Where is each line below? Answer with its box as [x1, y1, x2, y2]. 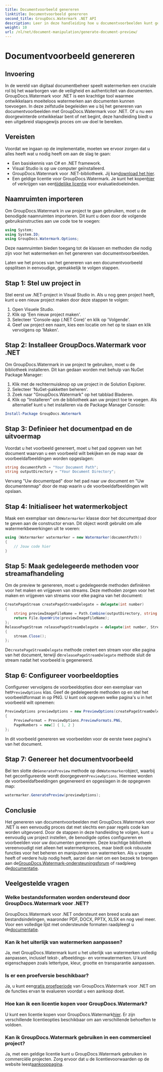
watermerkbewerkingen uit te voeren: [5, 526, 81, 532]
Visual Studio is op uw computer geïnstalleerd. [12, 165, 105, 171]
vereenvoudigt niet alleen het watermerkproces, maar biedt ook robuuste [5, 845, 151, 850]
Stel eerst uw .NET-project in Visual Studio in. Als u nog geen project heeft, [5, 292, 155, 298]
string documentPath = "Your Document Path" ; [5, 465, 98, 470]
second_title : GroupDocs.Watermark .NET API [5, 16, 97, 21]
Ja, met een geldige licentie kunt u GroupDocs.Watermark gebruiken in [5, 1051, 147, 1056]
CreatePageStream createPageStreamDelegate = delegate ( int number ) [5, 602, 145, 607]
